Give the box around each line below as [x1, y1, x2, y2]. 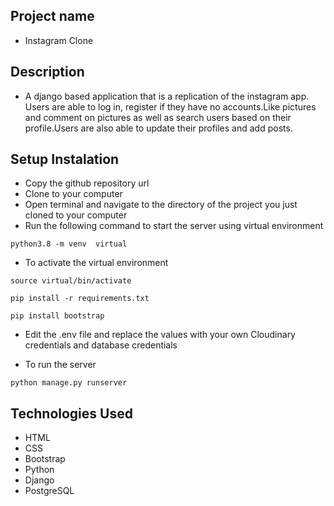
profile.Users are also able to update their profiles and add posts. [24, 122, 293, 134]
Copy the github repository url [24, 177, 150, 189]
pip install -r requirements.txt [10, 294, 150, 304]
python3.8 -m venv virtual [10, 239, 128, 249]
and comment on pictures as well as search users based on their [24, 111, 292, 123]
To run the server [24, 359, 97, 371]
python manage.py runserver [10, 378, 128, 388]
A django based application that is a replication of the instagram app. [24, 90, 310, 102]
